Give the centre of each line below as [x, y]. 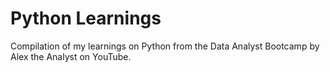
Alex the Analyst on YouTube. [71, 56]
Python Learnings [86, 18]
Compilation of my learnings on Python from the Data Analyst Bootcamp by [165, 46]
